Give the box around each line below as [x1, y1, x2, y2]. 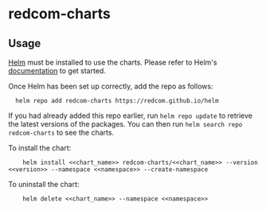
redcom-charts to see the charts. [8, 128, 114, 137]
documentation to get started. [8, 66, 106, 76]
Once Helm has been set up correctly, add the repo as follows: [8, 81, 213, 91]
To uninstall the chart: [8, 180, 80, 189]
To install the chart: [8, 143, 72, 152]
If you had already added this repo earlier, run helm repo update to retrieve [8, 111, 253, 120]
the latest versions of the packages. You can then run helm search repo [8, 119, 243, 128]
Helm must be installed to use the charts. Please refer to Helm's [8, 57, 217, 67]
